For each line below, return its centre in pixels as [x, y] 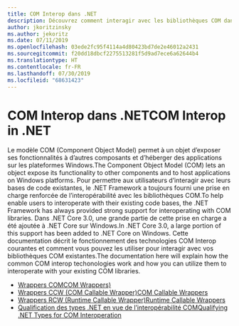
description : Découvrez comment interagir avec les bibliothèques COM [114, 21]
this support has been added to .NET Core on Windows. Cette [98, 233]
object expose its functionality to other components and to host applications [119, 173]
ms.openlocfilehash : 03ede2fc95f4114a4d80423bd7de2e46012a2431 [103, 47]
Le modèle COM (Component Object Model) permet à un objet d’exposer [114, 150]
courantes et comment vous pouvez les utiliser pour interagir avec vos [111, 248]
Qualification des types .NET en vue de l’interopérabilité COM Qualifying [123, 307]
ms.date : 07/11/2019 [38, 41]
